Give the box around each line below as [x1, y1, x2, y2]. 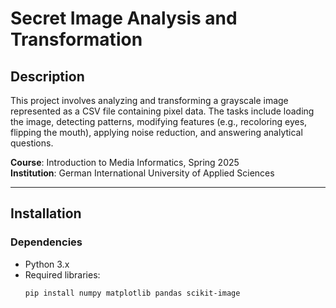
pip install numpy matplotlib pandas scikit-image [24, 288, 241, 298]
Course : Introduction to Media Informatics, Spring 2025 [10, 157, 240, 168]
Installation [10, 205, 82, 222]
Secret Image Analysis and [10, 7, 238, 30]
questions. [10, 137, 54, 149]
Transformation [10, 28, 143, 51]
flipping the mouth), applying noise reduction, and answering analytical [10, 127, 303, 138]
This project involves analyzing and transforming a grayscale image [10, 95, 289, 106]
